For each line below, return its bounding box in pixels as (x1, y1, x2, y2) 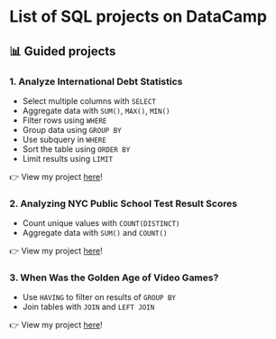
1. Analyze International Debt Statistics (9, 75, 183, 88)
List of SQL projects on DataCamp (9, 6, 268, 27)
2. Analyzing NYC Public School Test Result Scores (9, 197, 237, 210)
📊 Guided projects (9, 43, 116, 59)
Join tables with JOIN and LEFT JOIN (22, 301, 155, 313)
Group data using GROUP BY (22, 124, 122, 135)
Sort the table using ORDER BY (22, 143, 131, 155)
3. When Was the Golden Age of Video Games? (9, 271, 219, 284)
